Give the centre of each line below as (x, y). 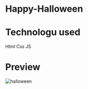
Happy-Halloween (44, 9)
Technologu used (43, 32)
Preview (23, 67)
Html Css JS (18, 47)
